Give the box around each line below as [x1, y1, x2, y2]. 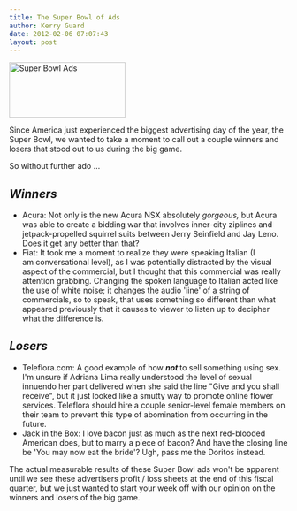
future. [21, 418, 47, 429]
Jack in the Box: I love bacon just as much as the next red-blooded [21, 428, 266, 439]
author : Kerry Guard [9, 21, 86, 30]
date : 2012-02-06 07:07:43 [9, 29, 109, 38]
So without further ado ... [9, 161, 101, 172]
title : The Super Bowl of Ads [9, 12, 121, 22]
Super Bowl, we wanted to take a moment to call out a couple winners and [9, 134, 279, 145]
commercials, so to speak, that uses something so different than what [21, 294, 277, 305]
